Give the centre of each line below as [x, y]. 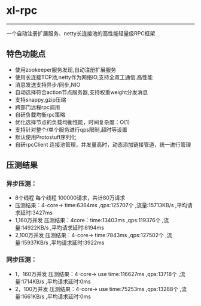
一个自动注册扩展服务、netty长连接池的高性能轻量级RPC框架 [81, 33]
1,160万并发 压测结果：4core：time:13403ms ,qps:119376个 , [89, 220]
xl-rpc [22, 10]
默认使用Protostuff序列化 [45, 137]
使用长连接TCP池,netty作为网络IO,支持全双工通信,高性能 [84, 77]
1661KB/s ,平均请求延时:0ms [57, 296]
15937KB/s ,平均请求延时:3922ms [63, 243]
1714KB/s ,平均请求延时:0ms [56, 281]
